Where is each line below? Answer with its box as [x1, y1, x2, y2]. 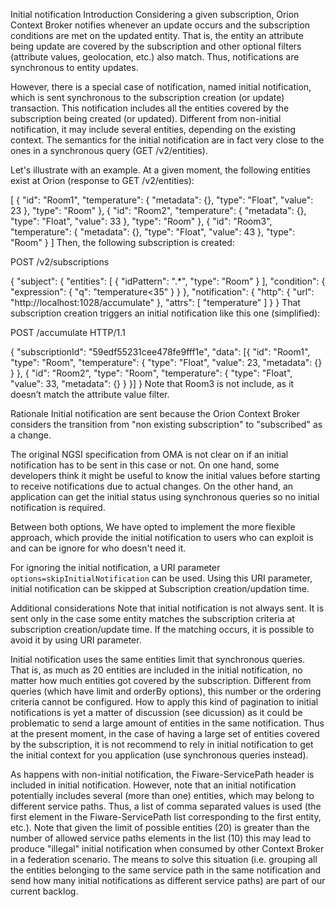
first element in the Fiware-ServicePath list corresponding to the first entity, [10, 811, 322, 823]
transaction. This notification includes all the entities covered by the [10, 102, 290, 114]
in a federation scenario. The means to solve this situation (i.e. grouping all [10, 854, 318, 865]
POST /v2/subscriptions [10, 256, 110, 268]
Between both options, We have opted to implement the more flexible [10, 521, 296, 533]
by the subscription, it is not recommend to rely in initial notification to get [10, 739, 314, 750]
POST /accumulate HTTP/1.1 [10, 327, 126, 338]
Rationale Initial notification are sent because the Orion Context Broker [10, 408, 301, 419]
